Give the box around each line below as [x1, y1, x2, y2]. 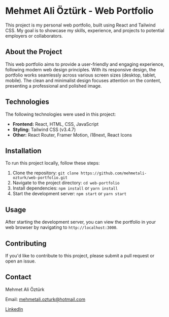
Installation [5, 146, 42, 155]
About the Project [5, 47, 62, 56]
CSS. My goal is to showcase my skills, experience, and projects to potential [5, 27, 164, 33]
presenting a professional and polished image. [5, 83, 103, 89]
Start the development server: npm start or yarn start [12, 191, 127, 197]
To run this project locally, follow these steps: [5, 160, 100, 166]
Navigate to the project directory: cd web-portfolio [12, 180, 120, 186]
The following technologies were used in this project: [5, 111, 116, 117]
